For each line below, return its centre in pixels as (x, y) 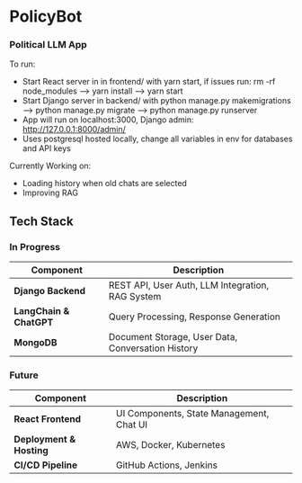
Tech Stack (41, 221)
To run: (22, 64)
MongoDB (36, 343)
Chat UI (132, 425)
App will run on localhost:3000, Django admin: (108, 120)
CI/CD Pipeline (46, 465)
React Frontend (48, 419)
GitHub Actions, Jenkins (167, 465)
